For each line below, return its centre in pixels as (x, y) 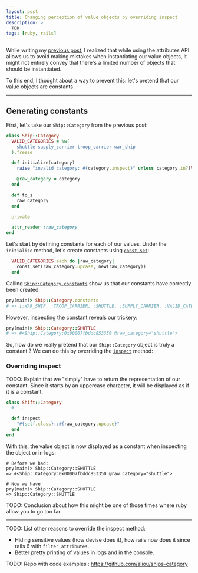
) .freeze (22, 152)
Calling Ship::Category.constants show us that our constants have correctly (99, 283)
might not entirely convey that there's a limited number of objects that (91, 63)
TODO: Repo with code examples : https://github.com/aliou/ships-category (97, 564)
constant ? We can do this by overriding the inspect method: (80, 351)
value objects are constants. (40, 87)
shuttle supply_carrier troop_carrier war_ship (76, 147)
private (21, 217)
